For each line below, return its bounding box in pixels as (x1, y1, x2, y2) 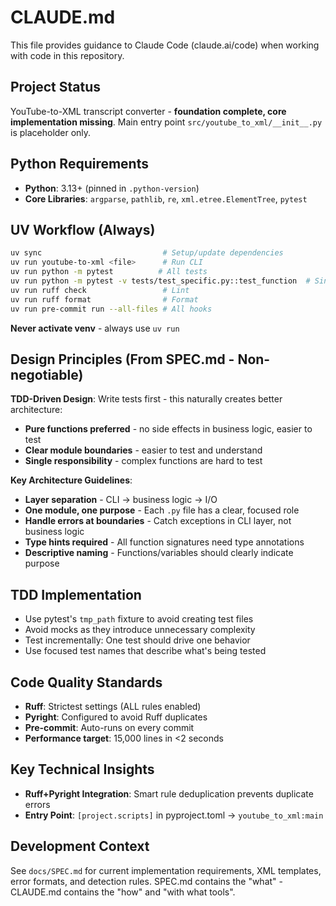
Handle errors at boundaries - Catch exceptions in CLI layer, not (24, 515, 292, 527)
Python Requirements (10, 156, 149, 173)
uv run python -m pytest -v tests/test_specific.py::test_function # (10, 276, 311, 286)
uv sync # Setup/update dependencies (10, 248, 284, 258)
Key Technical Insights (10, 761, 155, 778)
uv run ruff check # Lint (10, 285, 190, 295)
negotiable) (10, 366, 84, 383)
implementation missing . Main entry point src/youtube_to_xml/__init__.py (10, 116, 323, 128)
